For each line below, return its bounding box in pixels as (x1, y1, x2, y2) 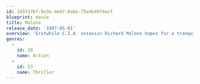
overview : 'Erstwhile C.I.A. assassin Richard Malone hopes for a (6, 31, 174, 37)
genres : (6, 36, 26, 42)
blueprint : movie (6, 14, 49, 20)
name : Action (17, 53, 49, 59)
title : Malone (6, 20, 42, 25)
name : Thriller (17, 69, 55, 75)
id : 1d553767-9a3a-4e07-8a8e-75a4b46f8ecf (6, 8, 113, 15)
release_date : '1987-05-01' (6, 25, 76, 31)
